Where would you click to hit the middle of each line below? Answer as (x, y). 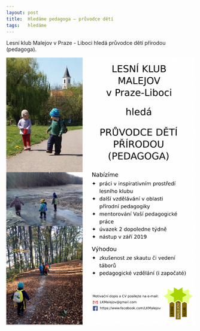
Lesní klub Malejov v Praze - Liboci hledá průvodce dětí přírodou (86, 43)
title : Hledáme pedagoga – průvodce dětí (60, 19)
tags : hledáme (26, 25)
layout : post (22, 13)
